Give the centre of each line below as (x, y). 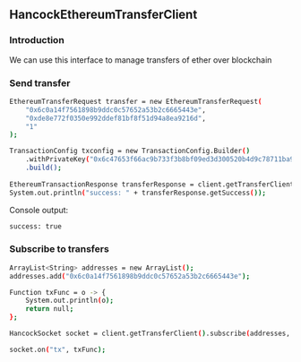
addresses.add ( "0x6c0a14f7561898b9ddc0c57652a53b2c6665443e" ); (130, 276)
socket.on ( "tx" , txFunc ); (57, 349)
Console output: (39, 210)
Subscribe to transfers (59, 249)
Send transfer (40, 82)
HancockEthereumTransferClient (103, 15)
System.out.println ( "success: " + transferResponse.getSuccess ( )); (138, 193)
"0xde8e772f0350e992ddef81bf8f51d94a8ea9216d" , (116, 118)
